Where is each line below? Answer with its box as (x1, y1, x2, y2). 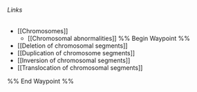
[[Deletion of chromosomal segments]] (17, 42, 128, 50)
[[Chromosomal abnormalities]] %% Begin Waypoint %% (27, 35, 190, 43)
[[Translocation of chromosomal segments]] (17, 64, 143, 72)
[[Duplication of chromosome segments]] (17, 49, 135, 57)
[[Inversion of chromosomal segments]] (17, 56, 131, 65)
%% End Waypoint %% (7, 77, 74, 86)
